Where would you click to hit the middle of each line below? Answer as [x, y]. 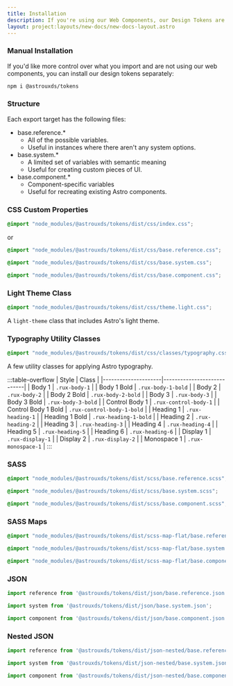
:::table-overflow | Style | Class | [53, 379]
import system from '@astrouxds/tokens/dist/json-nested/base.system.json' [119, 663]
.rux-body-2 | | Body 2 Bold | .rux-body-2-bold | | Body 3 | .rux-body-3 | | [112, 394]
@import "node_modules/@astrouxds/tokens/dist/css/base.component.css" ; [114, 275]
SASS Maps [27, 521]
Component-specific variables [71, 184]
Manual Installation [40, 51]
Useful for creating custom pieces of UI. [85, 169]
